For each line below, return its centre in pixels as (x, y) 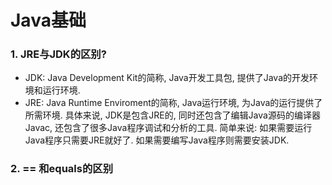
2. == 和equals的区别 (61, 169)
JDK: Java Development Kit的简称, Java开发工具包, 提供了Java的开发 (167, 78)
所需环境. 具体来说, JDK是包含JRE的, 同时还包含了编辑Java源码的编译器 (172, 115)
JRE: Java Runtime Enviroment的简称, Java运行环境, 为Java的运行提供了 (173, 103)
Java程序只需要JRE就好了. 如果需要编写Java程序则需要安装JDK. (157, 140)
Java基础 (48, 20)
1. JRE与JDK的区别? (58, 54)
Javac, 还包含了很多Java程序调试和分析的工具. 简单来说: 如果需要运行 (168, 128)
